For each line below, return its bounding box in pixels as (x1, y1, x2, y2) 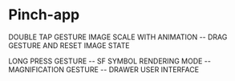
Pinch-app (8, 6, 80, 24)
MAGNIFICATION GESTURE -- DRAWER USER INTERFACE (8, 64, 199, 74)
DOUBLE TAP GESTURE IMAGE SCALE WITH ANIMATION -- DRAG (8, 32, 228, 42)
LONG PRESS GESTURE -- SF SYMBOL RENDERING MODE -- (8, 56, 211, 66)
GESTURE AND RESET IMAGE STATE (8, 40, 130, 50)
